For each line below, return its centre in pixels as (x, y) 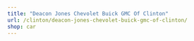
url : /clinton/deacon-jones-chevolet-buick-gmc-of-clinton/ (98, 20)
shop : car (22, 26)
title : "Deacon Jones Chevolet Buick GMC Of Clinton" (88, 14)
